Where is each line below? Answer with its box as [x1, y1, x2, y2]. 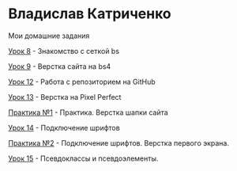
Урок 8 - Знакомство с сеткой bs [8, 46, 120, 55]
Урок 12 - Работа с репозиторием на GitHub [8, 77, 156, 86]
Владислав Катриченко [8, 5, 171, 23]
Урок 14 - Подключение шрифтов [8, 123, 120, 132]
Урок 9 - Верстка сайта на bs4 [8, 61, 111, 71]
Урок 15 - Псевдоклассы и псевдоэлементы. [8, 154, 159, 163]
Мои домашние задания [8, 31, 90, 40]
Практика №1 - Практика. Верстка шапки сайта [8, 108, 168, 117]
